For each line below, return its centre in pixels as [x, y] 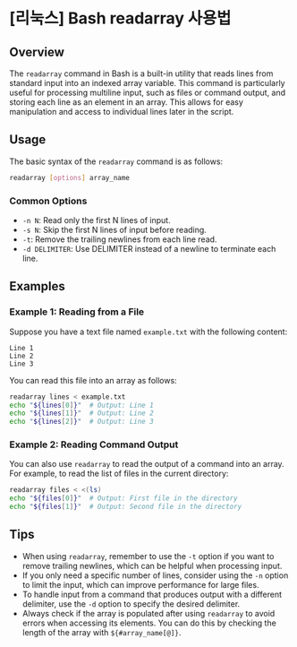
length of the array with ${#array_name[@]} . [102, 632]
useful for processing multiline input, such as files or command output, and [148, 92]
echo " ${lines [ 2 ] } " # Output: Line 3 [81, 422]
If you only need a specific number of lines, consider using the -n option [155, 575]
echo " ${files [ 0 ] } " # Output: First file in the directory [124, 498]
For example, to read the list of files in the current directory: [119, 474]
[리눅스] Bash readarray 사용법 [120, 18]
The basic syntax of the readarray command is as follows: [116, 161]
